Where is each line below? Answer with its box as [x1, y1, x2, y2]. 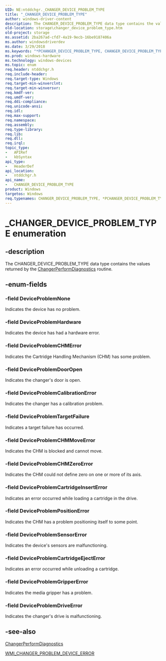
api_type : [5, 159, 26, 164]
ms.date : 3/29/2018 [5, 44, 45, 49]
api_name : [5, 178, 26, 183]
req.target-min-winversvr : [5, 85, 61, 91]
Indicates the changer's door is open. [5, 377, 82, 383]
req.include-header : [5, 72, 48, 77]
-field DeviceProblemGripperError [5, 578, 88, 585]
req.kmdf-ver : [5, 90, 35, 95]
